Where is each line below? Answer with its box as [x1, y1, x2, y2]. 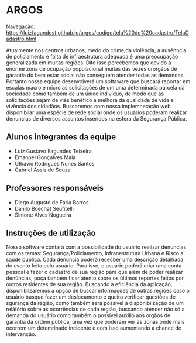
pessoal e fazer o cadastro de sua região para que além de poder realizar [6, 269, 183, 276]
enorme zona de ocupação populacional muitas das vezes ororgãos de [6, 65, 177, 72]
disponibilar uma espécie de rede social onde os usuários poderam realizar [6, 109, 187, 116]
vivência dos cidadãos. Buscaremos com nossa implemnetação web [6, 102, 171, 109]
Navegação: [6, 23, 35, 30]
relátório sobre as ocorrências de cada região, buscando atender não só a [6, 306, 185, 313]
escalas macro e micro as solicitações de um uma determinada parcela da [6, 84, 185, 91]
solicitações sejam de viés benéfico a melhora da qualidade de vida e [6, 96, 174, 103]
